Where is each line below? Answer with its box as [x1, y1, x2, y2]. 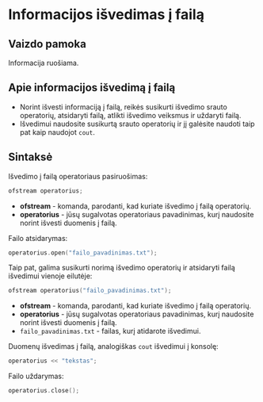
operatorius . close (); [8, 387, 80, 395]
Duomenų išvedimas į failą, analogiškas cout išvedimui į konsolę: [8, 342, 219, 351]
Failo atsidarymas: [8, 233, 68, 243]
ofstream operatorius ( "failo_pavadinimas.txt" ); [8, 287, 172, 295]
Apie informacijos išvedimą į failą [8, 81, 176, 94]
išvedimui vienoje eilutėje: [8, 271, 93, 281]
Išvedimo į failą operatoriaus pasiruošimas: [8, 171, 148, 181]
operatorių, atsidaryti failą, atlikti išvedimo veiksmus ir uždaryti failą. [19, 110, 242, 120]
